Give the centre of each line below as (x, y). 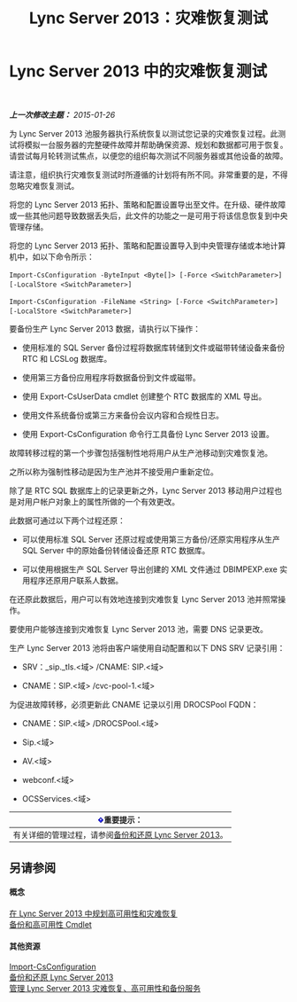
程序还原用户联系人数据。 (76, 580)
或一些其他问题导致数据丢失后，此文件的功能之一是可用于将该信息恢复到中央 (148, 215)
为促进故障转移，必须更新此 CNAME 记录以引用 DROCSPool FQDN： (134, 704)
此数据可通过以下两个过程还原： (67, 521)
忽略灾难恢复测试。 (44, 185)
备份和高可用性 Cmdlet (51, 924)
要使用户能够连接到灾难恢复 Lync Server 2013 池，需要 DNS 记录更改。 (138, 629)
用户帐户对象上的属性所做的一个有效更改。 (102, 501)
